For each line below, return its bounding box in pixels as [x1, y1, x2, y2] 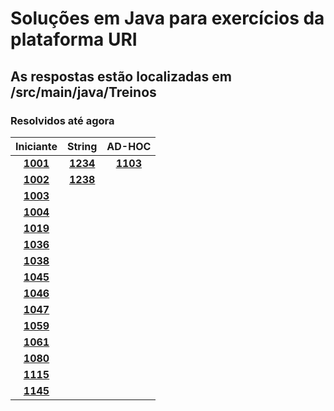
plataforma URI [10, 28, 138, 51]
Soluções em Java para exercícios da [10, 7, 325, 30]
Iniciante [15, 139, 58, 153]
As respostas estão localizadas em [10, 68, 232, 85]
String [67, 139, 98, 153]
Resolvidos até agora [10, 113, 115, 127]
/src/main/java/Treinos [10, 83, 157, 101]
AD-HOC [106, 139, 152, 153]
